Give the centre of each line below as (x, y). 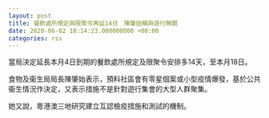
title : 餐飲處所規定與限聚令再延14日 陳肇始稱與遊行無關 (93, 23)
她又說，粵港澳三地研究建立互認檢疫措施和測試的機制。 (99, 106)
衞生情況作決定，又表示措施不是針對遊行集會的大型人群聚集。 (110, 89)
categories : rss (35, 38)
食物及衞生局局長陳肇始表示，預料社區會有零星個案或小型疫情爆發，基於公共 (134, 79)
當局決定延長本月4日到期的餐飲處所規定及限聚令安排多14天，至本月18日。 (130, 62)
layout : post (30, 16)
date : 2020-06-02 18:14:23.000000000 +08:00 (84, 31)
